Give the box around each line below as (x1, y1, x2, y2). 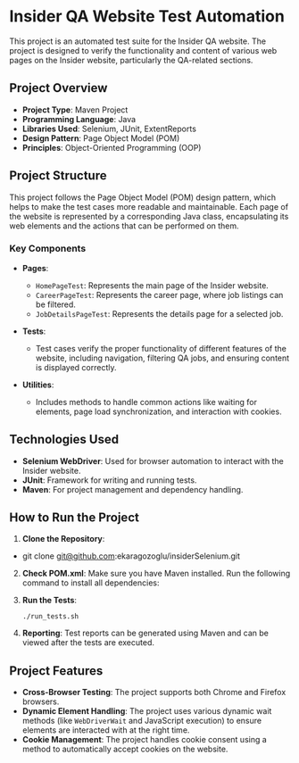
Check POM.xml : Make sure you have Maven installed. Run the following (21, 568, 291, 579)
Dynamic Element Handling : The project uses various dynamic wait (21, 706, 272, 717)
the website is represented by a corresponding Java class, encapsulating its (9, 211, 289, 221)
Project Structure (9, 168, 107, 184)
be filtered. (35, 299, 76, 310)
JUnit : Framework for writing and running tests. (21, 475, 197, 485)
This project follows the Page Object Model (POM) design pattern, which (9, 192, 277, 203)
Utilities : (21, 379, 54, 390)
